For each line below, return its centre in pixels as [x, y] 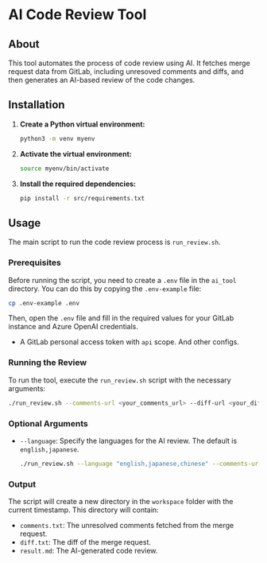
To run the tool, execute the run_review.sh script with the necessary [120, 380]
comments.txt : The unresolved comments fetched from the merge [127, 526]
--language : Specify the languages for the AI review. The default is [128, 441]
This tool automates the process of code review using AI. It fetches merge [129, 63]
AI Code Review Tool [77, 15]
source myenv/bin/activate [64, 169]
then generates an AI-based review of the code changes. [102, 80]
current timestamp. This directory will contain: [83, 510]
